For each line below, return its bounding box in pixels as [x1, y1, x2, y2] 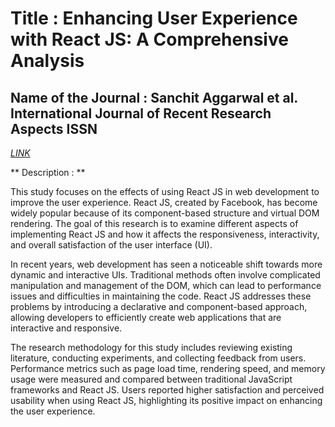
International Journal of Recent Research [10, 105, 272, 122]
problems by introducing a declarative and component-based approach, [10, 301, 308, 312]
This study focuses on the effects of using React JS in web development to [10, 186, 320, 197]
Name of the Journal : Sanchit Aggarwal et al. [10, 89, 298, 106]
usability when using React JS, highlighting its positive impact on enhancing [10, 395, 323, 406]
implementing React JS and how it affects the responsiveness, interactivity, [10, 228, 320, 240]
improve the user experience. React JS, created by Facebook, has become [10, 197, 318, 208]
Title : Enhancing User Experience [10, 7, 298, 30]
